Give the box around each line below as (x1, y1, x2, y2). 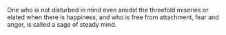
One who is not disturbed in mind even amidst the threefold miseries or (7, 6, 209, 14)
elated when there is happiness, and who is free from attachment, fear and (7, 13, 219, 21)
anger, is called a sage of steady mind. (7, 21, 117, 28)
